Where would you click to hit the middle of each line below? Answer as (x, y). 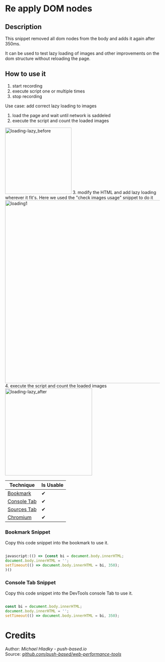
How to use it (26, 74)
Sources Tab (22, 509)
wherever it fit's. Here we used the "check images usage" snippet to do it (79, 197)
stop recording (27, 96)
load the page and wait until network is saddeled (61, 115)
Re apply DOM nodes (49, 9)
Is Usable (53, 485)
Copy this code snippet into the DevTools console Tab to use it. (69, 593)
